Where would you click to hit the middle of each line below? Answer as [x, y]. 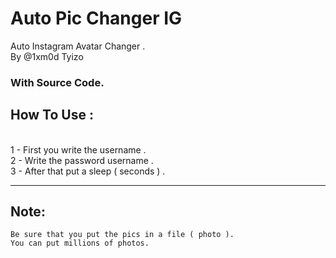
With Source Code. [57, 82]
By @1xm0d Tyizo [47, 56]
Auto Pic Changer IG [96, 18]
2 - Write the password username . [82, 160]
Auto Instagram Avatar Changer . [78, 46]
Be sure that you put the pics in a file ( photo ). [122, 235]
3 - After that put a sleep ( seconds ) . [88, 171]
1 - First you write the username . [78, 149]
